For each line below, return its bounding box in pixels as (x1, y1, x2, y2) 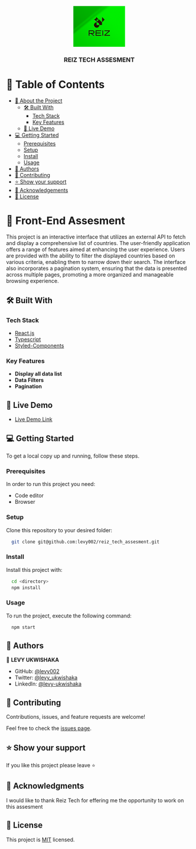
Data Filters (14, 377, 44, 384)
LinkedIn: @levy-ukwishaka (14, 680, 81, 687)
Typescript (14, 336, 41, 343)
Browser (14, 499, 35, 506)
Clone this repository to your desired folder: (6, 526, 113, 533)
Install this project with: (6, 566, 63, 573)
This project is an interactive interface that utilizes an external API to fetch (6, 233, 186, 240)
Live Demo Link (14, 416, 53, 423)
